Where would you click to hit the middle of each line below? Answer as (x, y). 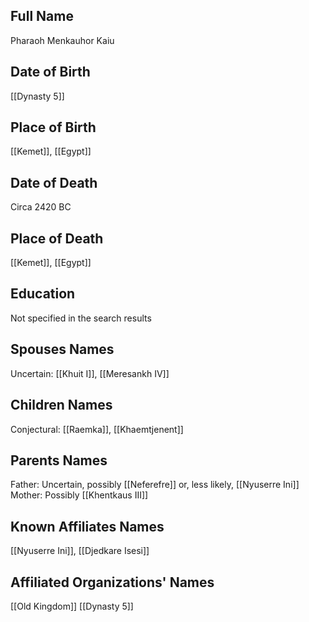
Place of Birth (53, 127)
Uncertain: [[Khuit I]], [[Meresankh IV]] (90, 373)
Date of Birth (50, 72)
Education (43, 294)
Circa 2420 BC (41, 207)
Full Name (42, 16)
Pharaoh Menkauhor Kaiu (62, 40)
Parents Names (59, 460)
